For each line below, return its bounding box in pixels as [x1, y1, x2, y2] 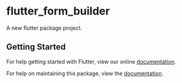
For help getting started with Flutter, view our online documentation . [6, 58, 176, 65]
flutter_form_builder [6, 4, 110, 18]
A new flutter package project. [6, 24, 83, 32]
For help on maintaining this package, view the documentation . [6, 70, 164, 77]
